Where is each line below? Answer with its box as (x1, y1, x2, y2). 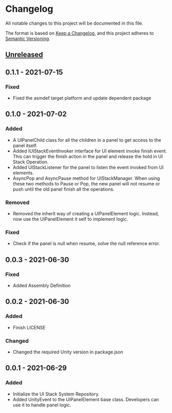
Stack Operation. (12, 159, 49, 165)
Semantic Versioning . (5, 35, 50, 42)
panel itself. (12, 142, 37, 148)
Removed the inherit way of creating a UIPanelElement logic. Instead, (12, 211, 159, 216)
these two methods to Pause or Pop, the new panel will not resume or (12, 180, 160, 186)
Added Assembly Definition (12, 282, 71, 288)
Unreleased (5, 50, 44, 59)
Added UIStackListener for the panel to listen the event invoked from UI (12, 164, 164, 170)
